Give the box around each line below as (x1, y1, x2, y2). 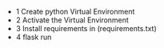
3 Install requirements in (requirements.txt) (15, 24, 158, 33)
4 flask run (15, 32, 52, 42)
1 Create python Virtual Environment (15, 7, 135, 16)
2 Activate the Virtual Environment (15, 15, 130, 25)
